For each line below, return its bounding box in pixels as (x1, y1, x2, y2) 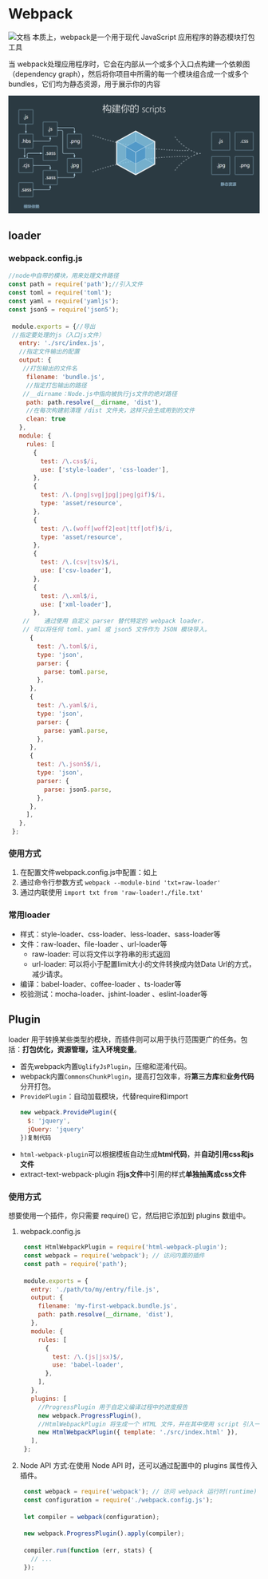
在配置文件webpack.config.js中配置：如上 (19, 868, 158, 877)
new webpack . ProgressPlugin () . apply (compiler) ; (23, 1530, 185, 1537)
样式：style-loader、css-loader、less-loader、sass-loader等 (19, 929, 221, 939)
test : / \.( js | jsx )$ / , (52, 1352, 124, 1361)
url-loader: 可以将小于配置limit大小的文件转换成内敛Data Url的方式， (31, 959, 256, 968)
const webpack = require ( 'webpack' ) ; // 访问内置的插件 (23, 1252, 205, 1260)
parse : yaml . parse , (43, 726, 109, 734)
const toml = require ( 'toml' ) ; (8, 289, 112, 297)
